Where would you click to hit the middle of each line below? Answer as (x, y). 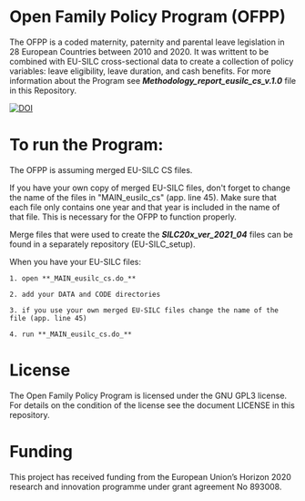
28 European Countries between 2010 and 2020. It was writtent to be (139, 51)
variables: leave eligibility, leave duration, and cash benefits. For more (140, 71)
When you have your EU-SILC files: (75, 261)
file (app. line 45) (49, 318)
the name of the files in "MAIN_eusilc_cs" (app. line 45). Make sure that (143, 197)
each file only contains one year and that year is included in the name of (145, 207)
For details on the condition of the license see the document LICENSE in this (152, 405)
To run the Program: (86, 145)
